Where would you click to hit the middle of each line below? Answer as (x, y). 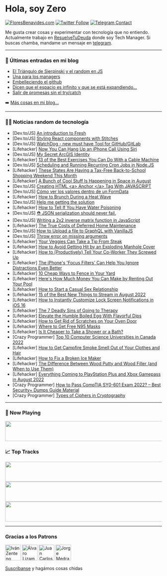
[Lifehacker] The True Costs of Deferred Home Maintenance (74, 225)
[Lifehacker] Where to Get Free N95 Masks (56, 326)
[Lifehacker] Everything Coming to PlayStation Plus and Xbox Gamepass (86, 374)
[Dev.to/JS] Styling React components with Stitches (65, 138)
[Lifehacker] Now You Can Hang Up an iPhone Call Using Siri (75, 149)
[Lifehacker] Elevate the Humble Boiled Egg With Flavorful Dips (77, 316)
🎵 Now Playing (23, 413)
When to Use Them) (33, 369)
